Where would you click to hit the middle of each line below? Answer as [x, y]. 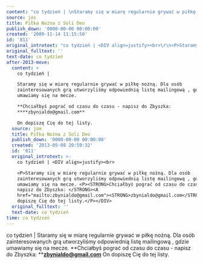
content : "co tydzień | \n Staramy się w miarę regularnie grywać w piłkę [101, 12]
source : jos [21, 17]
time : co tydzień [28, 218]
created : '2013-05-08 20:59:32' [53, 145]
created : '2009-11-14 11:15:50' [47, 34]
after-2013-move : [28, 62]
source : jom [27, 128]
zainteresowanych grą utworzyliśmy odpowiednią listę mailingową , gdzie [98, 241]
